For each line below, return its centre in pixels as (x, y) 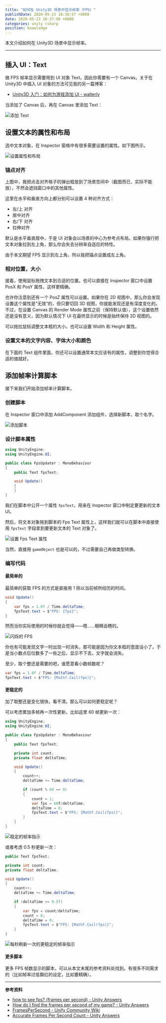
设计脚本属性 (21, 439)
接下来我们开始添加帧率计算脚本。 (40, 389)
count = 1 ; (43, 799)
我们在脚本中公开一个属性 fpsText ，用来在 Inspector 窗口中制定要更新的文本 (83, 505)
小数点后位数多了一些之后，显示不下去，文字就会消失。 (70, 653)
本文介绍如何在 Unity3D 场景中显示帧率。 (47, 43)
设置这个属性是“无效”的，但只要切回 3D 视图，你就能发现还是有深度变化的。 (83, 303)
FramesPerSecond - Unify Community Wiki (56, 1010)
